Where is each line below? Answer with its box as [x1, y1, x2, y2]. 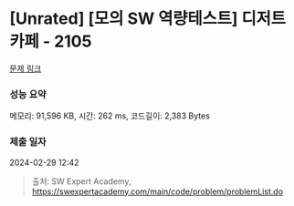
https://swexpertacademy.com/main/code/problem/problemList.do [31, 186, 284, 197]
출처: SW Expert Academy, [31, 175, 131, 187]
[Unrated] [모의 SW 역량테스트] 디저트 [9, 8, 286, 29]
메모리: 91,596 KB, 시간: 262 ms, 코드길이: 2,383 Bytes [9, 110, 210, 121]
